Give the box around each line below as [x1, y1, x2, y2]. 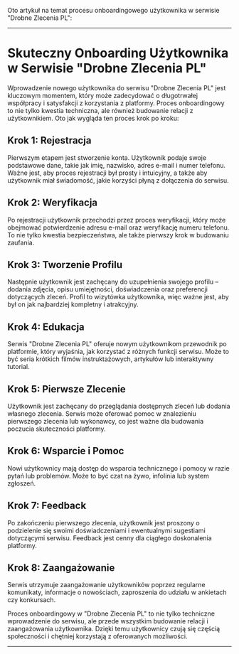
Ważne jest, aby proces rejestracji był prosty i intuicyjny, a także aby [7, 168, 208, 177]
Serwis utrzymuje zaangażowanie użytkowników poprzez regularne [7, 581, 206, 589]
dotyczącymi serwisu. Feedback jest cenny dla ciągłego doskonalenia [7, 533, 212, 542]
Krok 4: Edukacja [7, 321, 85, 333]
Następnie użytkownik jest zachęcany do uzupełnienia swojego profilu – [7, 277, 219, 286]
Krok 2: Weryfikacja [7, 197, 98, 209]
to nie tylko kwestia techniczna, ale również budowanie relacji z [7, 106, 193, 114]
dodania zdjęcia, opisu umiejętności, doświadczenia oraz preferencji [7, 285, 208, 294]
